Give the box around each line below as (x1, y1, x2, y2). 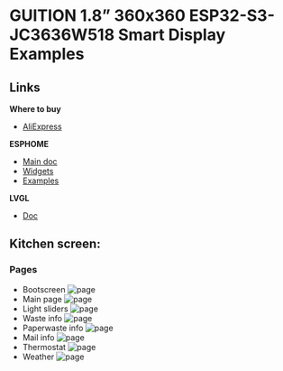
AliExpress (22, 121, 62, 132)
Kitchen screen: (9, 237, 101, 252)
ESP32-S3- (188, 5, 275, 26)
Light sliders (22, 303, 69, 314)
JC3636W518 (9, 24, 115, 45)
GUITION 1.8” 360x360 (9, 5, 187, 26)
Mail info (22, 331, 55, 343)
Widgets (22, 166, 54, 176)
